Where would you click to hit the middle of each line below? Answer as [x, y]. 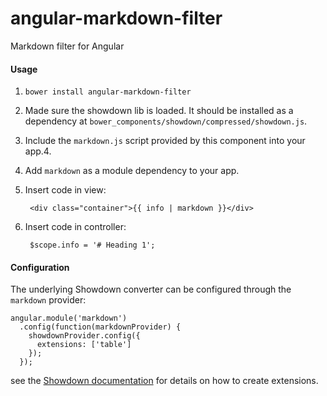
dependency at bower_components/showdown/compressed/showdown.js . [166, 121]
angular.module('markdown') [69, 318]
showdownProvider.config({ [84, 336]
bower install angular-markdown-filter [108, 92]
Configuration [40, 267]
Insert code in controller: [75, 227]
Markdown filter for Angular [67, 46]
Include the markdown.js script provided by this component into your [165, 141]
